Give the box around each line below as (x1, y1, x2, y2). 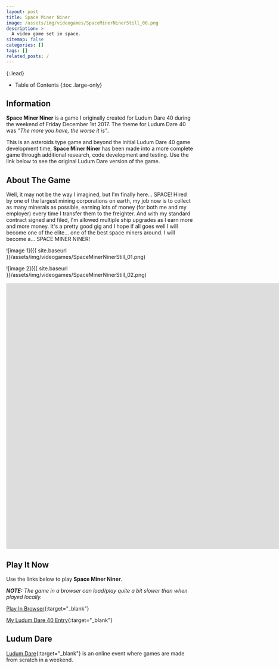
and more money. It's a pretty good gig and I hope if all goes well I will (6, 222, 178, 230)
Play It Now (6, 560, 49, 570)
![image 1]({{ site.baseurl (6, 247, 67, 254)
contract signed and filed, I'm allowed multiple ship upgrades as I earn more (6, 216, 193, 224)
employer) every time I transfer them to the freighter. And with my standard (6, 210, 191, 217)
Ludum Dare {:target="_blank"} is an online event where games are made (6, 649, 185, 657)
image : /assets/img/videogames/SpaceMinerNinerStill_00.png (6, 20, 159, 26)
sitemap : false (6, 36, 44, 42)
